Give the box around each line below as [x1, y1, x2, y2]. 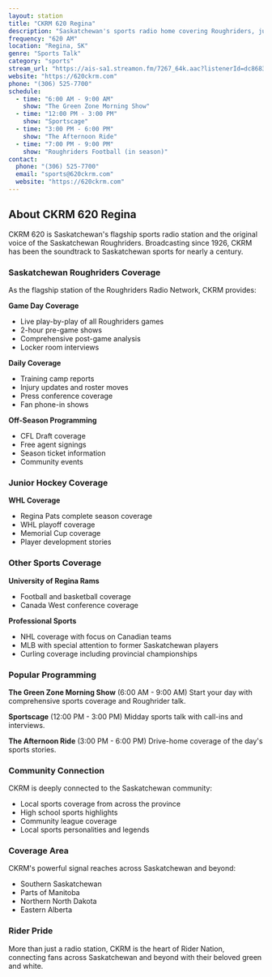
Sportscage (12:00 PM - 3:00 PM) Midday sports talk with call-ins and [8, 711, 244, 722]
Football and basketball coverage [19, 591, 131, 601]
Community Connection [8, 765, 105, 776]
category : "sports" [8, 58, 74, 66]
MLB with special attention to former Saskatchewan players [19, 640, 219, 649]
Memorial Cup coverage [19, 529, 101, 538]
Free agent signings [19, 439, 87, 449]
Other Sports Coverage [8, 557, 102, 568]
